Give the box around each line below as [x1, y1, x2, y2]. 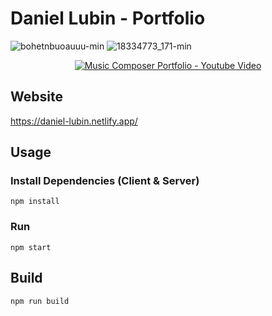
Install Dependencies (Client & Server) [10, 174, 200, 188]
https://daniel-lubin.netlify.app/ [10, 115, 138, 127]
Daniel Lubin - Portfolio [10, 7, 206, 30]
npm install [10, 197, 60, 207]
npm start [10, 242, 52, 252]
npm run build [10, 296, 70, 306]
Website [10, 88, 63, 106]
